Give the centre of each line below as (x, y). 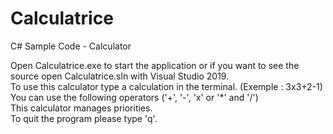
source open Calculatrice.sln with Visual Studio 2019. (120, 76)
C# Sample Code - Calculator (71, 46)
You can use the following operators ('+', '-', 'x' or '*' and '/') (134, 97)
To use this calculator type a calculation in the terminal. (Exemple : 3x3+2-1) (166, 86)
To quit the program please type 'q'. (84, 118)
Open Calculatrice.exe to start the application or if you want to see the (155, 65)
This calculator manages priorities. (81, 108)
